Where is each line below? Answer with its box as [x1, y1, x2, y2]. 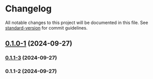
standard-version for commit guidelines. [5, 24, 88, 30]
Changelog [5, 3, 52, 14]
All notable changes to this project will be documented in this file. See [5, 19, 149, 25]
